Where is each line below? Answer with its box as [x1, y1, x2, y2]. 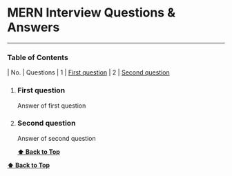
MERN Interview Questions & [7, 5, 176, 21]
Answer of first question [17, 101, 86, 110]
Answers [7, 19, 60, 35]
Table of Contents [7, 52, 69, 62]
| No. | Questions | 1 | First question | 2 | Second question [7, 68, 171, 77]
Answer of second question [17, 134, 96, 142]
